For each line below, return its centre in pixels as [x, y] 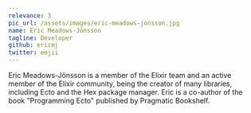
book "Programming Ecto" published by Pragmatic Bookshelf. [109, 101]
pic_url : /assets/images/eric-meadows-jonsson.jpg [94, 23]
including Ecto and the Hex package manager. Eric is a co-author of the [125, 92]
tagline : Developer [41, 38]
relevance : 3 [30, 16]
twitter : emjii [33, 53]
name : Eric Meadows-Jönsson [55, 30]
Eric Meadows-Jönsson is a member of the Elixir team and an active [120, 75]
